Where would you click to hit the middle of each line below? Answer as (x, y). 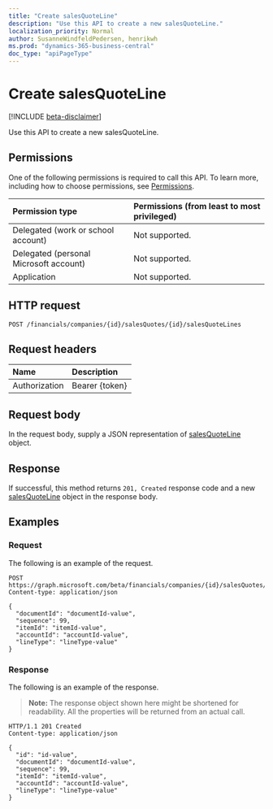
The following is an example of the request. (81, 563)
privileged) (155, 216)
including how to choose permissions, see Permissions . (102, 186)
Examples (34, 522)
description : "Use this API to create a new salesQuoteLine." (116, 24)
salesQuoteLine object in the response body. (83, 496)
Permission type (45, 211)
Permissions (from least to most (197, 206)
